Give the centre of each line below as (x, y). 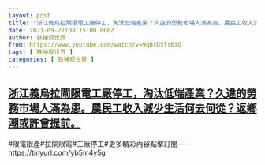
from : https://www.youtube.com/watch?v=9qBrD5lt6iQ (95, 45)
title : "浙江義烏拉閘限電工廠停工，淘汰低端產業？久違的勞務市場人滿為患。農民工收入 (131, 23)
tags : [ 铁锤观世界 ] (41, 52)
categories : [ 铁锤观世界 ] (51, 60)
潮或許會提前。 (45, 123)
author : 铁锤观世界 (37, 37)
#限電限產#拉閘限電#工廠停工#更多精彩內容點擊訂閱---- (99, 144)
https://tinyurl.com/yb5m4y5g (57, 152)
